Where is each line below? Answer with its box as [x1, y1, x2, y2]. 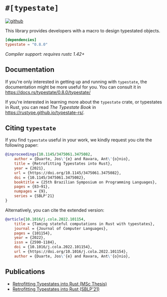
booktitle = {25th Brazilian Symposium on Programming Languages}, [14, 180, 157, 185]
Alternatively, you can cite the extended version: [5, 207, 105, 213]
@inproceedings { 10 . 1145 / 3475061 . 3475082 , [5, 152, 93, 157]
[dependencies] [5, 37, 37, 42]
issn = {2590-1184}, [14, 240, 57, 245]
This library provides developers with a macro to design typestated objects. [5, 27, 161, 33]
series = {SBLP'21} [14, 194, 55, 198]
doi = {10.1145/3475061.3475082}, [14, 175, 86, 180]
